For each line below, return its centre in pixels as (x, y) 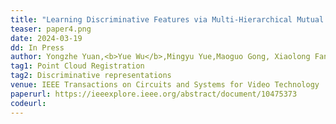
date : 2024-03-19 (46, 38)
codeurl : (28, 103)
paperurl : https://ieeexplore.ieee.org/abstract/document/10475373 (154, 94)
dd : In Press (37, 47)
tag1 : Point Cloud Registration (77, 66)
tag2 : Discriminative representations (91, 76)
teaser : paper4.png (51, 29)
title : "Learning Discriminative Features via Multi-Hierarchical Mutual (167, 19)
